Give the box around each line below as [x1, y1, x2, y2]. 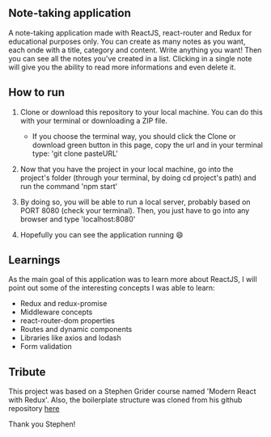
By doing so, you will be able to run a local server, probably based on [19, 197, 251, 207]
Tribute [8, 365, 46, 379]
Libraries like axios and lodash [19, 333, 121, 342]
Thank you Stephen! [8, 419, 76, 429]
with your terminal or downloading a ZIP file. [19, 116, 168, 125]
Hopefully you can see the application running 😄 [19, 229, 184, 239]
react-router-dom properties [19, 316, 116, 326]
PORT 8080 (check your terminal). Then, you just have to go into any [19, 205, 250, 215]
